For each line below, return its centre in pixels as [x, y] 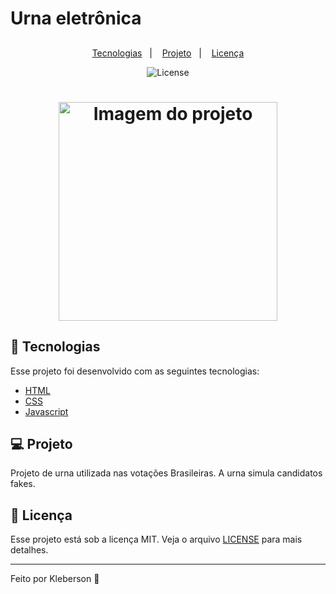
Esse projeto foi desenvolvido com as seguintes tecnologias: [135, 371]
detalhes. [29, 550]
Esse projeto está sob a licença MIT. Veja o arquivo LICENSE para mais [156, 539]
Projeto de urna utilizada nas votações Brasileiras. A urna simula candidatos [166, 473]
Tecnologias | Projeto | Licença [168, 53]
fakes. [23, 484]
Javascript [46, 411]
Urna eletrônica [76, 18]
